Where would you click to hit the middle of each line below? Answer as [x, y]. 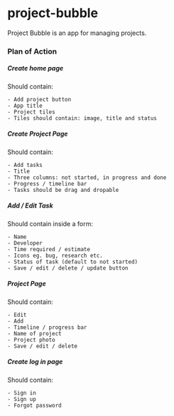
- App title [25, 106]
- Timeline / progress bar [47, 327]
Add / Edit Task [30, 206]
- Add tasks [25, 165]
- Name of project [34, 333]
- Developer [25, 243]
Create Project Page [38, 134]
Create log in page [35, 362]
